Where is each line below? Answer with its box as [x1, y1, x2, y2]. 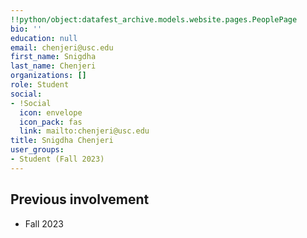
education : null [10, 33, 78, 43]
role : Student [10, 80, 70, 90]
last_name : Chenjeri [10, 61, 97, 71]
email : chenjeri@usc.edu [10, 42, 114, 53]
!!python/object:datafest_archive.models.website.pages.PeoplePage [10, 14, 298, 25]
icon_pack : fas [19, 117, 83, 127]
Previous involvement [10, 191, 150, 208]
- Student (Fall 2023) [10, 154, 105, 164]
